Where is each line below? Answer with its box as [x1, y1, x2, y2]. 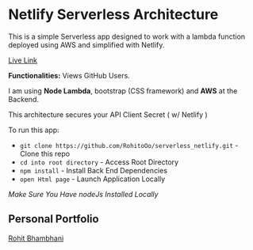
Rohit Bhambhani [8, 233, 64, 243]
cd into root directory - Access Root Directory [19, 157, 179, 167]
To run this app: [8, 125, 59, 134]
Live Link [8, 55, 38, 65]
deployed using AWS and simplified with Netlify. [8, 40, 165, 49]
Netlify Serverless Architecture [8, 6, 219, 24]
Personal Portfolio [8, 212, 99, 226]
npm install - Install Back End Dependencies [19, 165, 168, 175]
